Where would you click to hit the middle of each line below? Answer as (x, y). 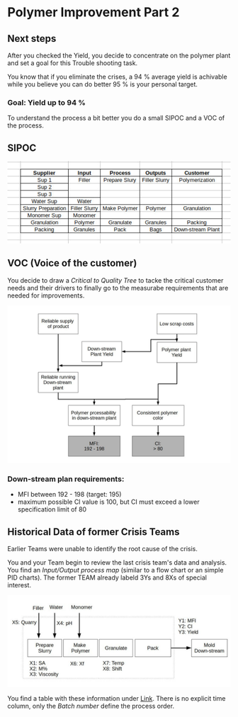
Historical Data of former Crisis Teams (93, 532)
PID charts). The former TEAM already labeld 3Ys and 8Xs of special (107, 577)
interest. (19, 585)
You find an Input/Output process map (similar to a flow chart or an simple (115, 570)
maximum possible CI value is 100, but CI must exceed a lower (108, 502)
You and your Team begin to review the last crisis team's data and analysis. (117, 563)
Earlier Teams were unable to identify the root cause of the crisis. (103, 549)
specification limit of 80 (52, 509)
